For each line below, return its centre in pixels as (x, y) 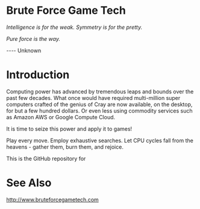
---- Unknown (24, 50)
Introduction (38, 75)
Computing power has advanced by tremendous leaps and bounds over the (100, 92)
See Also (29, 183)
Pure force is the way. (33, 39)
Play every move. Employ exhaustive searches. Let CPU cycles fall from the (100, 140)
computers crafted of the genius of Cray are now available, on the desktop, (99, 104)
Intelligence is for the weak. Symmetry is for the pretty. (74, 27)
